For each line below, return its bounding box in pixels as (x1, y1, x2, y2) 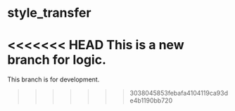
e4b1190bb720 (129, 96, 173, 105)
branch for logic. (7, 52, 107, 68)
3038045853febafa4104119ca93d (129, 89, 229, 98)
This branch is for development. (7, 75, 100, 84)
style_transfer (7, 5, 91, 21)
